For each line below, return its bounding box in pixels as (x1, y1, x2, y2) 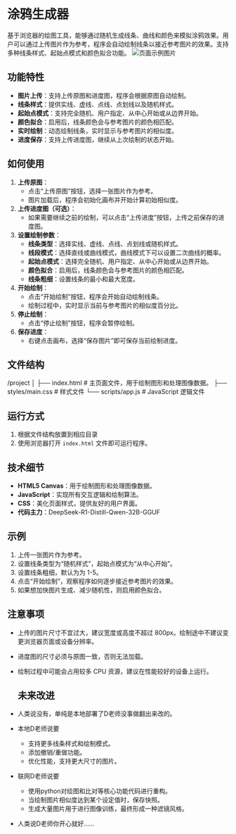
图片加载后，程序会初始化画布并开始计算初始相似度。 (27, 195, 183, 204)
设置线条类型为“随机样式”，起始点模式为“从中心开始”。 (17, 559, 177, 567)
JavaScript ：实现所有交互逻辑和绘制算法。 (17, 491, 143, 498)
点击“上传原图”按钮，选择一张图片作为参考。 (27, 187, 157, 195)
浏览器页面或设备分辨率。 (23, 637, 98, 645)
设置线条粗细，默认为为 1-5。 (17, 568, 103, 576)
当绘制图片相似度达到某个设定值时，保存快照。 (27, 796, 164, 804)
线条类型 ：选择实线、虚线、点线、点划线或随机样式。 (27, 239, 183, 248)
